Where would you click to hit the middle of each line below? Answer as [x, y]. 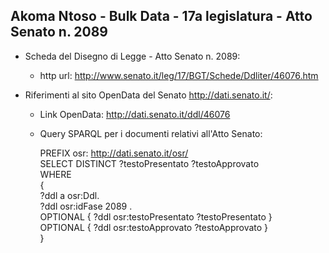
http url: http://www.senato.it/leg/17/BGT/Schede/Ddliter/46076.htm [179, 75]
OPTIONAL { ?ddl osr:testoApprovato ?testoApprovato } [154, 227]
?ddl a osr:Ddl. [69, 195]
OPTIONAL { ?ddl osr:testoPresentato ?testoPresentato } [156, 216]
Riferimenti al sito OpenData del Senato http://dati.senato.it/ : [148, 95]
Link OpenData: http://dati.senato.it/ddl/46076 [135, 114]
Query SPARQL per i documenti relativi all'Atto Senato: [151, 133]
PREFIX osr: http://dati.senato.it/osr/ [114, 153]
